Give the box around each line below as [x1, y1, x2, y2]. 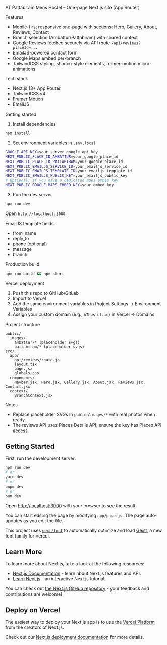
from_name [12, 230, 37, 236]
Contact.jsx [5, 384, 30, 389]
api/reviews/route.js [14, 357, 60, 362]
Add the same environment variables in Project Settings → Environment [12, 300, 161, 307]
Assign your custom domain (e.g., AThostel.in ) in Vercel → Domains [12, 311, 155, 317]
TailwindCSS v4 [12, 91, 46, 96]
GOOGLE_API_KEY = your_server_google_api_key [5, 149, 98, 154]
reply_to [12, 235, 29, 241]
